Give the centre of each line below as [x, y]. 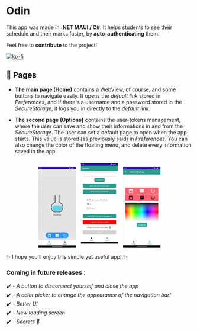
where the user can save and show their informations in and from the [99, 126]
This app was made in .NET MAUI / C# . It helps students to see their [89, 27]
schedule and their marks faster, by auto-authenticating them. [83, 33]
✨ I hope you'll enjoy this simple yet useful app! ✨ [67, 257]
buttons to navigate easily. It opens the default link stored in [88, 95]
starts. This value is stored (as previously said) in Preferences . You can [101, 139]
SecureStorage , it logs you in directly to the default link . [83, 108]
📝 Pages [21, 75]
